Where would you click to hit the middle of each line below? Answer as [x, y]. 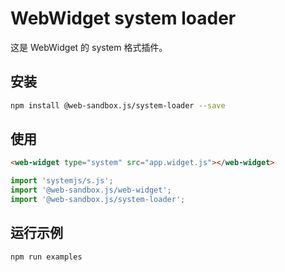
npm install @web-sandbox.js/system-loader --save [118, 105]
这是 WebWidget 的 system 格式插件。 [89, 47]
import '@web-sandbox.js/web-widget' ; [91, 190]
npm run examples [46, 257]
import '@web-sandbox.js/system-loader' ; [98, 200]
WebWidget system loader [123, 18]
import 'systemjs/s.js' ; [62, 181]
